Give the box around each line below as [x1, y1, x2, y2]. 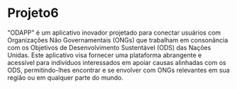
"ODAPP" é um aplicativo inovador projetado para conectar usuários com [7, 28, 221, 37]
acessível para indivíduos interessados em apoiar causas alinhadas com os [7, 58, 226, 66]
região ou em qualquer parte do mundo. [7, 73, 124, 82]
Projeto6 [7, 5, 59, 21]
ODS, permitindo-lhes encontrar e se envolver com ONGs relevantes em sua [7, 66, 230, 74]
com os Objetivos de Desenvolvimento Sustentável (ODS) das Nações [7, 43, 212, 52]
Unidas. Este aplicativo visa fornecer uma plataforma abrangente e [7, 51, 202, 59]
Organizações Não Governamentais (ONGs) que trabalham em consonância [7, 35, 229, 44]
